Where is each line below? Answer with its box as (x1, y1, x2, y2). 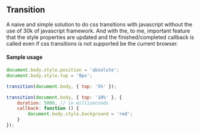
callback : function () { (17, 105, 79, 112)
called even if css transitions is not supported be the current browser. (6, 40, 178, 47)
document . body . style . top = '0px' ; (6, 72, 93, 79)
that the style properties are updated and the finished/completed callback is (6, 33, 194, 41)
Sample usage (6, 53, 43, 61)
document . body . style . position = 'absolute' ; (6, 67, 120, 73)
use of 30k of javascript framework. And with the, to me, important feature (6, 27, 190, 34)
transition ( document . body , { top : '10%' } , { (6, 94, 122, 100)
